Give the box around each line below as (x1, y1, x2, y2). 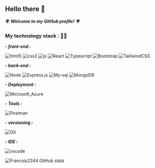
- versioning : (5, 120, 33, 126)
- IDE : (5, 139, 18, 145)
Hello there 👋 (5, 5, 46, 13)
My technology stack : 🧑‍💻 (5, 32, 67, 39)
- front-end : (5, 44, 31, 50)
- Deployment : (5, 82, 36, 87)
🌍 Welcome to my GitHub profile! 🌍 (5, 18, 80, 24)
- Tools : (5, 101, 22, 107)
